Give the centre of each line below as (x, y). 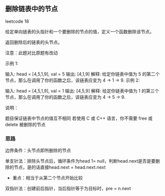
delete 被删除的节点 (25, 124)
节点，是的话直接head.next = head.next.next (60, 167)
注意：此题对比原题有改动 (31, 53)
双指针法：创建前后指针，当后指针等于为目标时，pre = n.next (68, 189)
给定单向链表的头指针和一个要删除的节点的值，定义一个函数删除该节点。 (79, 31)
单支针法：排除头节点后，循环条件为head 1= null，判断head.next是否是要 (80, 161)
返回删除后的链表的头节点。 (34, 42)
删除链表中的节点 (31, 9)
